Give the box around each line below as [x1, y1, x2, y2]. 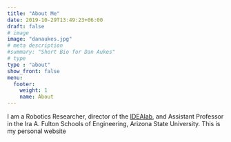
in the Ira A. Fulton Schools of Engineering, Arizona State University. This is [7, 120, 221, 128]
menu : [7, 74, 23, 81]
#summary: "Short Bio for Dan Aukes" [7, 49, 116, 56]
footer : [13, 81, 36, 88]
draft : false [7, 23, 45, 30]
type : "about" [7, 61, 51, 68]
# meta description [7, 42, 63, 49]
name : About [19, 94, 54, 101]
